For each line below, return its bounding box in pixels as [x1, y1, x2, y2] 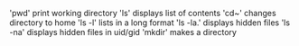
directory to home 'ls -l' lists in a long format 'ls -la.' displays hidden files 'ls [9, 17, 291, 28]
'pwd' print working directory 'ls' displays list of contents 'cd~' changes [9, 8, 277, 18]
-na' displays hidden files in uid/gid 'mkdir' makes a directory [9, 27, 238, 37]
